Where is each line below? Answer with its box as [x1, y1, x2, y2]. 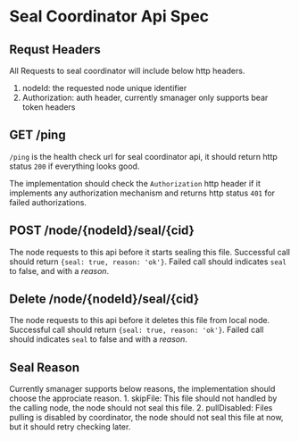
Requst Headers [9, 42, 101, 57]
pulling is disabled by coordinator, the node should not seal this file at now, [9, 412, 284, 423]
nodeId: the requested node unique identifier [21, 83, 187, 93]
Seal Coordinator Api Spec [9, 6, 210, 27]
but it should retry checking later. [9, 421, 131, 432]
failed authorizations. [9, 196, 87, 207]
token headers [21, 102, 76, 112]
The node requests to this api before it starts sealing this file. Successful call [9, 246, 290, 257]
